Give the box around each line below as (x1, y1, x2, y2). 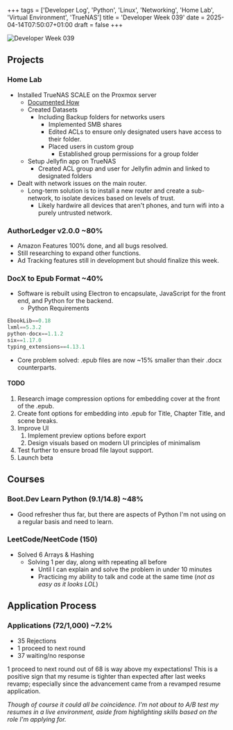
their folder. (48, 134, 82, 143)
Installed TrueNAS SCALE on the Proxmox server (17, 90, 157, 99)
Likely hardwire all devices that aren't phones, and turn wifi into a (37, 201, 225, 209)
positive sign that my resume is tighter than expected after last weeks (7, 672, 206, 680)
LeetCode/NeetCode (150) (7, 535, 98, 544)
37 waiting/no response (17, 651, 85, 659)
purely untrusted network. (37, 208, 112, 217)
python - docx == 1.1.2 (7, 331, 64, 338)
